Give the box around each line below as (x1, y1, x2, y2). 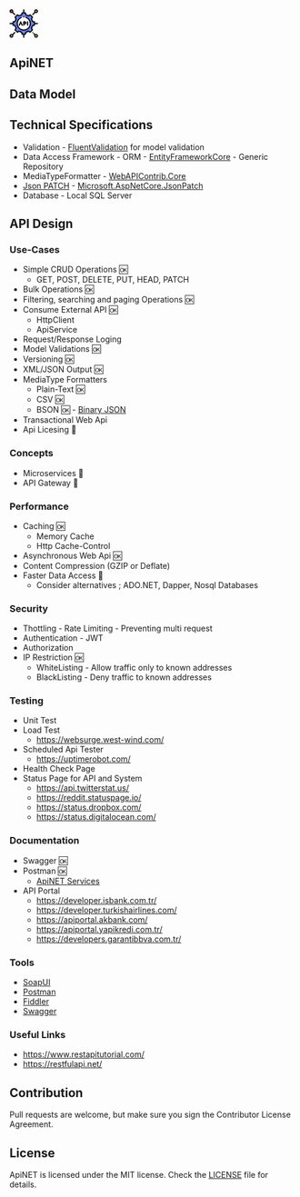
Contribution (9, 1085, 84, 1101)
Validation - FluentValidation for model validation (22, 141, 205, 153)
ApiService (35, 324, 78, 335)
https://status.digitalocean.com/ (35, 812, 156, 823)
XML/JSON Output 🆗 (22, 364, 104, 375)
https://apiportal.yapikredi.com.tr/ (35, 923, 163, 934)
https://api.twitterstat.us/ (35, 783, 130, 793)
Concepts (9, 447, 55, 460)
